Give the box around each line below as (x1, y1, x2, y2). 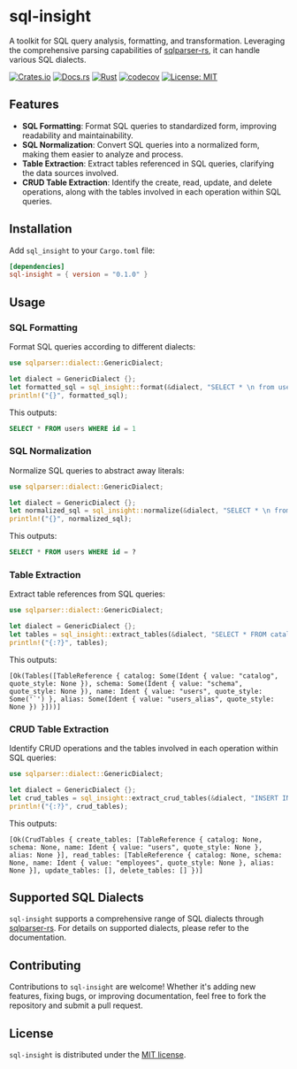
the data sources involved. (21, 167, 119, 178)
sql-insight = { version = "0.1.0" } (9, 270, 148, 280)
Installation (9, 221, 72, 236)
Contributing (9, 957, 81, 973)
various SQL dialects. (9, 54, 87, 65)
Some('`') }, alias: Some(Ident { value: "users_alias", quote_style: (9, 695, 275, 704)
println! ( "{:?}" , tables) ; (9, 638, 109, 647)
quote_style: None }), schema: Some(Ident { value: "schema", (9, 679, 243, 688)
